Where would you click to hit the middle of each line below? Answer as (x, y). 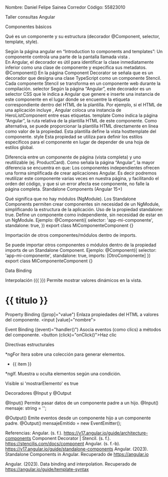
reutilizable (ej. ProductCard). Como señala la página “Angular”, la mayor (80, 162)
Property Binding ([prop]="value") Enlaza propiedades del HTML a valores (82, 314)
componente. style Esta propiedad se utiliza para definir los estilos (74, 137)
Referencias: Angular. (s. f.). (34, 433)
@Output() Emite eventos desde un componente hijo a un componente (78, 418)
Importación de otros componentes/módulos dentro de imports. (71, 235)
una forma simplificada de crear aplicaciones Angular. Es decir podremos (81, 173)
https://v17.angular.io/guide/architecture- (106, 433)
